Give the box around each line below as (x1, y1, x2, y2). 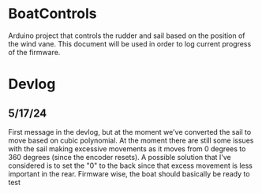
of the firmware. (8, 47, 61, 57)
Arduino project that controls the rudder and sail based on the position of (8, 31, 245, 40)
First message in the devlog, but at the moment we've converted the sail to (8, 127, 252, 136)
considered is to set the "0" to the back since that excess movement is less (8, 161, 253, 170)
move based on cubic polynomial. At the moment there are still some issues (8, 135, 254, 145)
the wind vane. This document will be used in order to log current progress (8, 39, 252, 48)
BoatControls (8, 5, 97, 23)
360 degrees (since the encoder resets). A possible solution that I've (8, 152, 231, 161)
